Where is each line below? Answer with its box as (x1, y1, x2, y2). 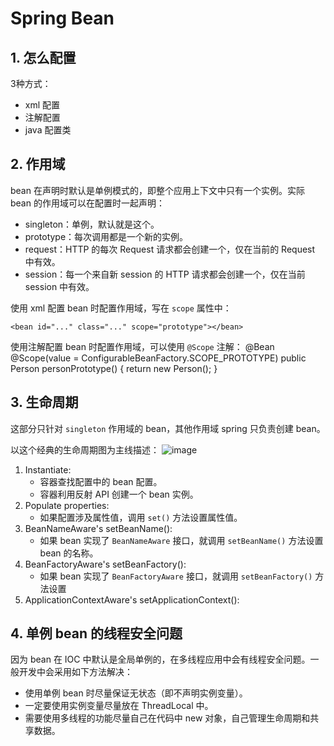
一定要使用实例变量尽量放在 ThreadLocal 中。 (24, 700, 214, 712)
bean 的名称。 (39, 547, 99, 559)
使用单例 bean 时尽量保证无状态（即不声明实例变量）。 (24, 687, 248, 699)
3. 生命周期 (10, 394, 79, 411)
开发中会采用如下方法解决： (18, 666, 133, 678)
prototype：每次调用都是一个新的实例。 (24, 230, 189, 242)
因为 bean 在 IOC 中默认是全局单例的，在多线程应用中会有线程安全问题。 (10, 653, 311, 666)
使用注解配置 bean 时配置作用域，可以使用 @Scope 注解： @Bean (10, 340, 275, 352)
